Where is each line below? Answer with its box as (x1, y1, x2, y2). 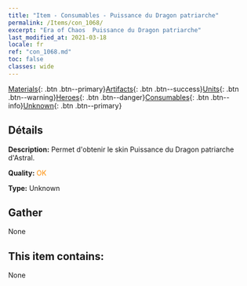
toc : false (8, 56, 44, 64)
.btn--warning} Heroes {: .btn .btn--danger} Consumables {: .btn (8, 92, 209, 102)
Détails (8, 123, 43, 137)
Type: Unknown (8, 183, 60, 192)
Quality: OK (8, 168, 47, 178)
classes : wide (8, 63, 55, 71)
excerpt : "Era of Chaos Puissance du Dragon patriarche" (8, 26, 202, 34)
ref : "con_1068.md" (8, 48, 72, 56)
